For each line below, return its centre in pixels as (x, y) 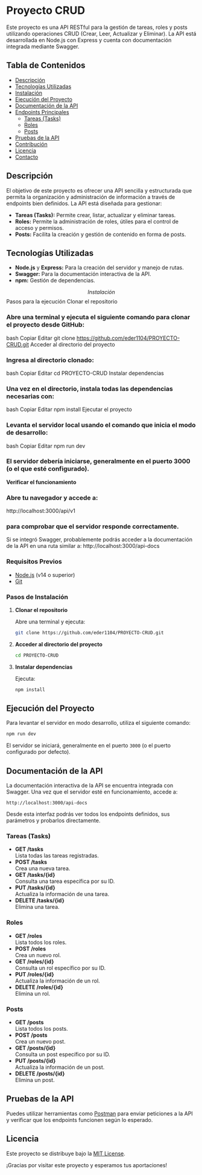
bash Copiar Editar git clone (41, 338)
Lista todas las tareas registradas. (57, 856)
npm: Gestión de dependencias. (55, 281)
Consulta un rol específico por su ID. (60, 968)
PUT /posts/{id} (35, 1061)
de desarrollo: (27, 433)
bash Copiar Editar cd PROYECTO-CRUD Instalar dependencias (85, 373)
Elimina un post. (35, 1080)
